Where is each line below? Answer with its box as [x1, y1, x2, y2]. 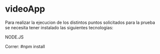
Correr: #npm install [5, 43, 45, 49]
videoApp [5, 3, 45, 15]
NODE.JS [5, 34, 24, 40]
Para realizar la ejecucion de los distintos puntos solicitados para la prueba [5, 19, 156, 25]
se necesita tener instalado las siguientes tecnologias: [5, 24, 113, 30]
